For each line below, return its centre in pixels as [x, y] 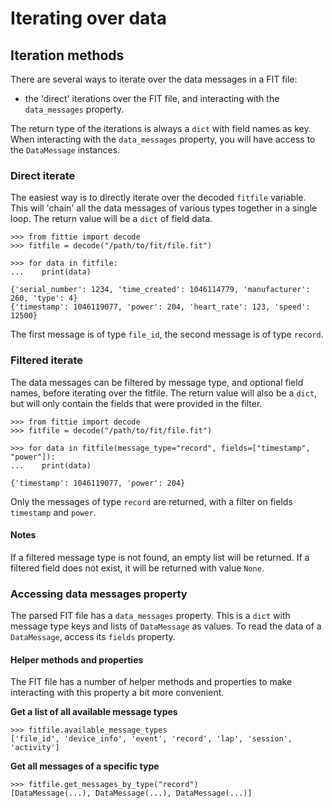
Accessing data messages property [99, 594]
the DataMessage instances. [65, 150]
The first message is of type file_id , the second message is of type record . [167, 334]
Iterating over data [89, 18]
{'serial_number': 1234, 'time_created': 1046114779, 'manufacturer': [160, 290]
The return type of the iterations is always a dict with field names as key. [161, 128]
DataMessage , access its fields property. [93, 637]
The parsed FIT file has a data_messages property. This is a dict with [150, 616]
